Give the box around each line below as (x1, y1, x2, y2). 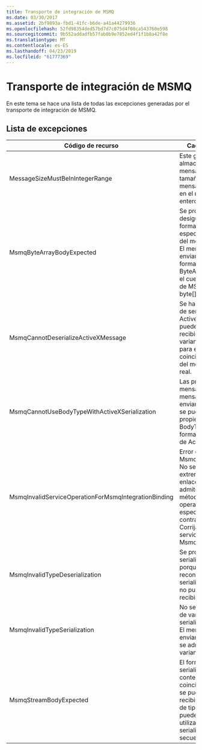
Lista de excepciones (6, 123, 88, 133)
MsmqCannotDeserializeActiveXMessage (9, 333, 126, 342)
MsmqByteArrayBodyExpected (9, 248, 97, 257)
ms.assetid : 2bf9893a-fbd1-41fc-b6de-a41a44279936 (6, 20, 136, 26)
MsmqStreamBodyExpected (9, 696, 89, 704)
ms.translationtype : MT (6, 37, 66, 43)
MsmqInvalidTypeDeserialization (9, 571, 102, 579)
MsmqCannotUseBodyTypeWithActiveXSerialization (9, 408, 156, 416)
